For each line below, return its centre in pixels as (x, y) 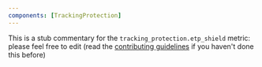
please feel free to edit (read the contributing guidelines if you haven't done (131, 46)
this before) (27, 54)
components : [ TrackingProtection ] (65, 15)
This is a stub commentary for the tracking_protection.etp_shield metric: (129, 38)
